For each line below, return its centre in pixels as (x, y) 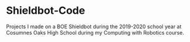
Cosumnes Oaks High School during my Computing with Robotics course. (95, 32)
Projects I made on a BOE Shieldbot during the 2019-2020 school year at (94, 26)
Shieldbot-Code (46, 11)
